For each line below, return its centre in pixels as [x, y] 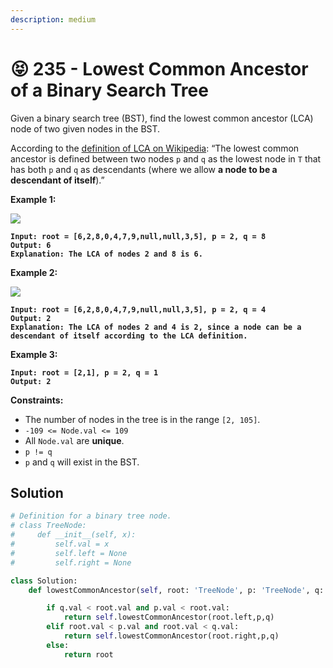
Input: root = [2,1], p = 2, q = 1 [84, 372]
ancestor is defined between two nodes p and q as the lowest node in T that [166, 158]
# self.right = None [71, 562]
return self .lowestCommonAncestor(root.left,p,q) [169, 617]
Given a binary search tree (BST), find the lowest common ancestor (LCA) [162, 118]
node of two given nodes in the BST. [85, 128]
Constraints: [37, 400]
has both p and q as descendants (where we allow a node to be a [144, 169]
